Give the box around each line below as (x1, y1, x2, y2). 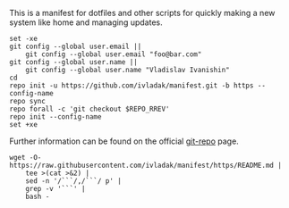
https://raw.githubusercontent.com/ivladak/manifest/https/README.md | (9, 161, 282, 170)
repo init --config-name (9, 112, 102, 121)
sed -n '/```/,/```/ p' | (25, 177, 123, 186)
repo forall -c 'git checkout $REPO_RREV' (9, 104, 170, 113)
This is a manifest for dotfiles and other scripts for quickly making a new (9, 8, 276, 18)
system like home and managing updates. (9, 17, 163, 28)
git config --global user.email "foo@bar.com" (25, 50, 202, 59)
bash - (25, 192, 50, 201)
